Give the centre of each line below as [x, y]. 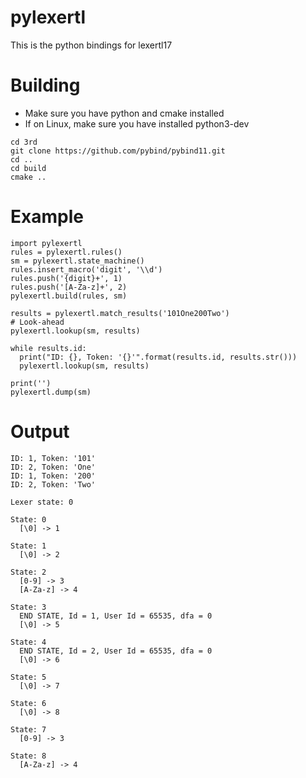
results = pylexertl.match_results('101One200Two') [120, 313]
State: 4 [28, 642]
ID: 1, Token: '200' [53, 476]
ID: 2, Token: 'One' [53, 467]
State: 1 [28, 546]
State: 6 [28, 703]
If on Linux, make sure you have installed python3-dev [137, 123]
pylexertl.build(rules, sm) [69, 296]
